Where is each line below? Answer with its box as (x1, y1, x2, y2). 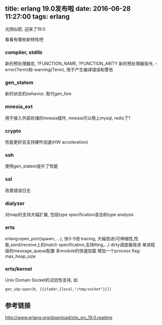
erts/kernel (5, 266, 32, 272)
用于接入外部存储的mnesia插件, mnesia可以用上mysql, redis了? (5, 115, 131, 121)
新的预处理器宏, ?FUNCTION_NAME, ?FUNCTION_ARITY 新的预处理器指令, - (5, 60, 158, 67)
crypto (5, 127, 21, 134)
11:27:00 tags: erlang (5, 13, 70, 21)
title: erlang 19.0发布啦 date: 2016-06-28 (5, 4, 131, 13)
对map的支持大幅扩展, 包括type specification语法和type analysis (5, 211, 134, 217)
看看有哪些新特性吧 (5, 36, 44, 42)
